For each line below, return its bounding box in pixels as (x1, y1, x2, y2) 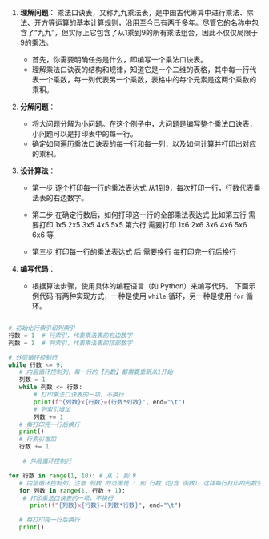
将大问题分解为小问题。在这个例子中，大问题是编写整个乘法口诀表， (31, 119, 257, 128)
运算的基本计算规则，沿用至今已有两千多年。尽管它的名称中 (54, 18, 252, 27)
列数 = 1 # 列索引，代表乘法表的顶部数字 (8, 339, 133, 347)
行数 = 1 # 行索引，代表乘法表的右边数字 (8, 332, 133, 340)
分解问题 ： (19, 102, 56, 111)
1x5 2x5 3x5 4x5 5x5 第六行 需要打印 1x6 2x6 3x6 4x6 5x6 (54, 220, 247, 229)
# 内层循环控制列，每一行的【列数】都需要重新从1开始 (18, 368, 174, 376)
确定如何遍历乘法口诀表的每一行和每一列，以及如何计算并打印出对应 (31, 139, 257, 148)
